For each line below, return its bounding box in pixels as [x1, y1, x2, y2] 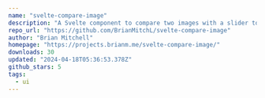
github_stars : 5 [8, 63, 62, 71]
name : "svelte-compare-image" [8, 11, 108, 20]
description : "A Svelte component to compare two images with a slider [8, 19, 248, 27]
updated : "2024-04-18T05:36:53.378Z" [8, 56, 132, 64]
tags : [8, 70, 26, 78]
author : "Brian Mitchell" [8, 33, 93, 42]
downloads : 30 [8, 48, 55, 56]
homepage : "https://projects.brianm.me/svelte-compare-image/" [8, 41, 221, 49]
